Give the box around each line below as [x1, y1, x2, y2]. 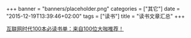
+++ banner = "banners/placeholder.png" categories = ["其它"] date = [6, 5, 180, 12]
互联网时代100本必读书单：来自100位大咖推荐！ [6, 26, 124, 32]
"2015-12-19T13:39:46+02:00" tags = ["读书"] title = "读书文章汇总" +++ [6, 12, 185, 20]
